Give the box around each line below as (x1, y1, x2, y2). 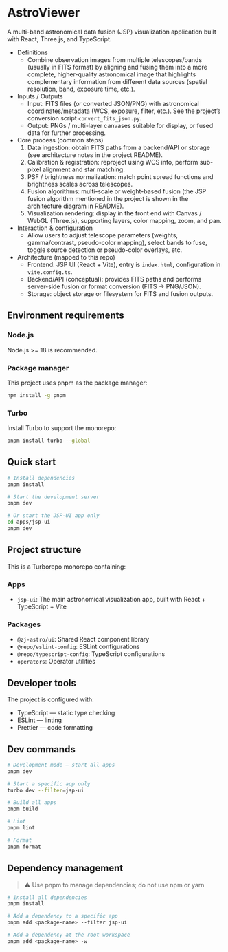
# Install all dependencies (7, 893, 88, 901)
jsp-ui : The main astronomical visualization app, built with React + (16, 595, 206, 604)
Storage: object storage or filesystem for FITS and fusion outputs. (27, 289, 214, 297)
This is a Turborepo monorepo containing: (7, 562, 126, 571)
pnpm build (7, 805, 38, 813)
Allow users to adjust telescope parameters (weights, (27, 231, 179, 239)
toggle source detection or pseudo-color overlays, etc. (27, 246, 183, 254)
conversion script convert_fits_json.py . (27, 114, 142, 122)
